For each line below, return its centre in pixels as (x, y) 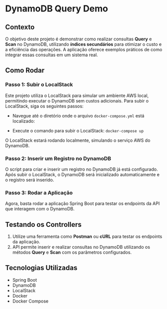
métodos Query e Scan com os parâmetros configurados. (72, 252)
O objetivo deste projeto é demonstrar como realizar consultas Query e (79, 39)
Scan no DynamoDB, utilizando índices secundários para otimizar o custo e (83, 44)
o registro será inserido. (30, 180)
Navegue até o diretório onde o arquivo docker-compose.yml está (78, 115)
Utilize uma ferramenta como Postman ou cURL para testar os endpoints (87, 236)
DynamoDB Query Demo (57, 9)
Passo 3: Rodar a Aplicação (39, 193)
